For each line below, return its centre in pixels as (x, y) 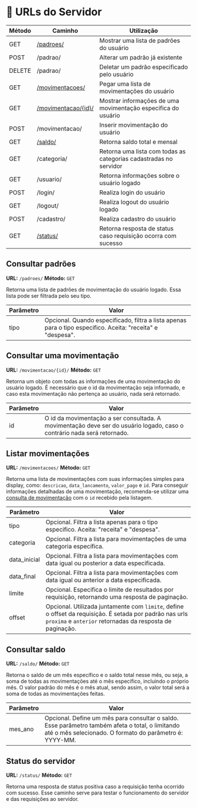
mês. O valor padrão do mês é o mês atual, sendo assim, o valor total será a (98, 688)
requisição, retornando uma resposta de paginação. (117, 597)
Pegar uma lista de (125, 83)
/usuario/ (49, 179)
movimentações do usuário (137, 91)
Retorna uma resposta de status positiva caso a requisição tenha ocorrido (95, 787)
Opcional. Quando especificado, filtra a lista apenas (115, 320)
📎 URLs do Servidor (54, 12)
